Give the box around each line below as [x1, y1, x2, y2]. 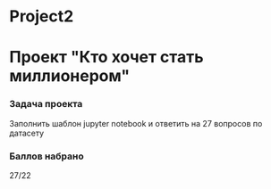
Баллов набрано [9, 150, 84, 162]
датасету [9, 127, 45, 138]
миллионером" [9, 66, 131, 86]
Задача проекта [9, 98, 83, 111]
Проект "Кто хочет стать [9, 47, 204, 68]
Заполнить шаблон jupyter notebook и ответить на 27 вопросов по [9, 118, 263, 128]
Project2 [9, 6, 74, 27]
